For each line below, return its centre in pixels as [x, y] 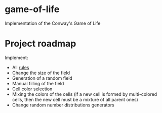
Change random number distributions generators [63, 105]
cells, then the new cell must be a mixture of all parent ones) [75, 99]
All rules [21, 67]
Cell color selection [32, 89]
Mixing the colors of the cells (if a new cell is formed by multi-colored [85, 94]
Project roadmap [40, 44]
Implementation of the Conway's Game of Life [53, 23]
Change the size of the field [41, 73]
